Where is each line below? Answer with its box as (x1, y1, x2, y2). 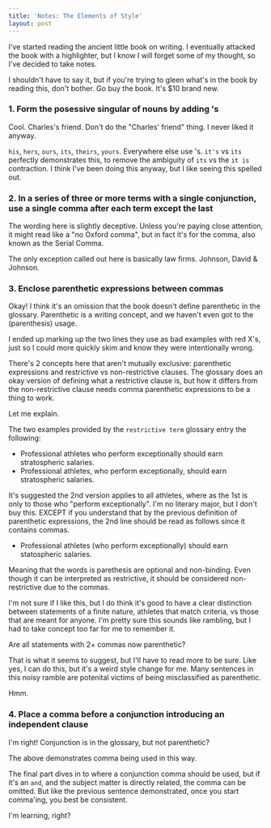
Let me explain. (8, 409, 59, 419)
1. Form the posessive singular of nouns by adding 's (8, 103, 219, 114)
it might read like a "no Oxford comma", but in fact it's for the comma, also (8, 230, 256, 239)
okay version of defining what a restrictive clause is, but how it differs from (8, 376, 258, 386)
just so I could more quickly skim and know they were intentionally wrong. (8, 343, 255, 353)
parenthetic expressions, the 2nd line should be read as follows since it (8, 516, 245, 526)
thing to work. (8, 393, 55, 403)
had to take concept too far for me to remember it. (8, 624, 176, 634)
